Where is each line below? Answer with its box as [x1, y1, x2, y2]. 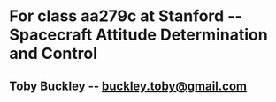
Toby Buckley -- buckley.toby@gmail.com [9, 78, 248, 93]
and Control [9, 44, 98, 63]
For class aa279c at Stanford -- [9, 6, 243, 26]
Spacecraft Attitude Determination [9, 25, 268, 45]
